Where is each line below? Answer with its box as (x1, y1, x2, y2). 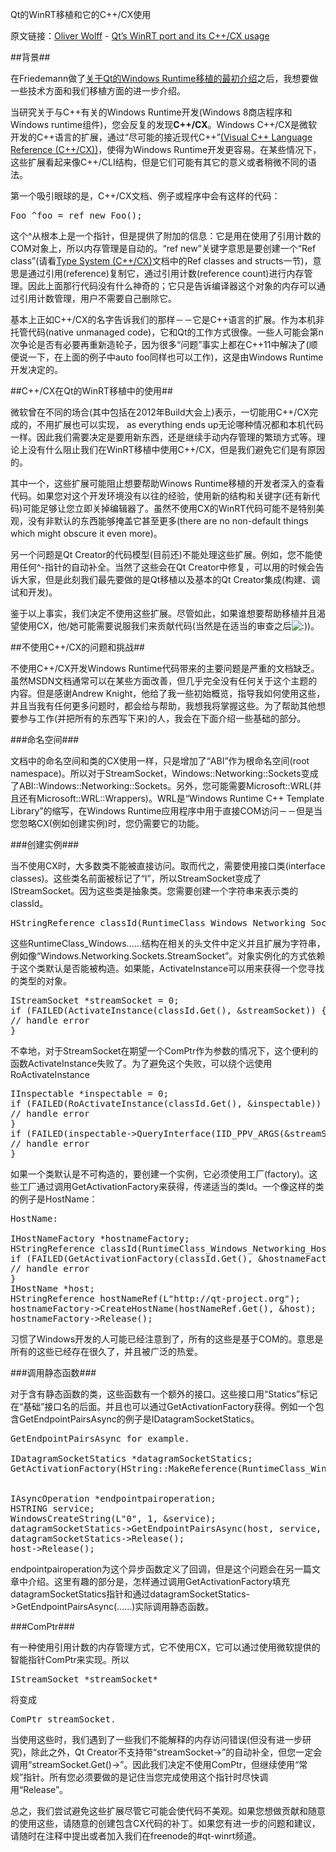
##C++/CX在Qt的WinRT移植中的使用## (10, 385, 173, 397)
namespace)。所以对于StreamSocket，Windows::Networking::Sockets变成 (10, 768, 319, 779)
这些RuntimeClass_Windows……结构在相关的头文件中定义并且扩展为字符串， (10, 938, 326, 949)
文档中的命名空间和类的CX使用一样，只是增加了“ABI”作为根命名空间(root (10, 755, 310, 767)
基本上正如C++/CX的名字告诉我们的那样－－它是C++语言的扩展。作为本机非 (10, 314, 325, 325)
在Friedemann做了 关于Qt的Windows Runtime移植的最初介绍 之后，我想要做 (10, 73, 319, 84)
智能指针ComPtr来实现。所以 (10, 1654, 130, 1665)
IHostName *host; (10, 1283, 95, 1294)
